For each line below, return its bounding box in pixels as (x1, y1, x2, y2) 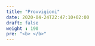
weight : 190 (6, 25, 39, 32)
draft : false (6, 20, 39, 26)
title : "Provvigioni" (6, 8, 60, 15)
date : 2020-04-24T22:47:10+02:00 (6, 14, 90, 20)
